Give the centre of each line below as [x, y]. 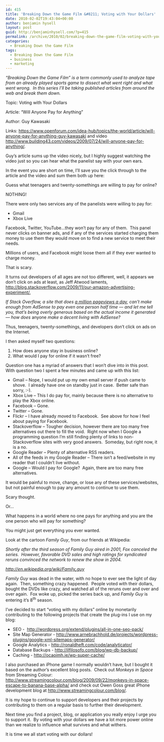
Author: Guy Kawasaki [28, 122]
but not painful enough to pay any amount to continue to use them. [73, 488]
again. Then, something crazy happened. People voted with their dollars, [80, 584]
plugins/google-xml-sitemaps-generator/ [54, 639]
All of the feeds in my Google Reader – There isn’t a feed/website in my [84, 457]
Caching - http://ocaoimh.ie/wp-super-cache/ [59, 655]
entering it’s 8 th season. [29, 600]
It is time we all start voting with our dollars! [49, 734]
